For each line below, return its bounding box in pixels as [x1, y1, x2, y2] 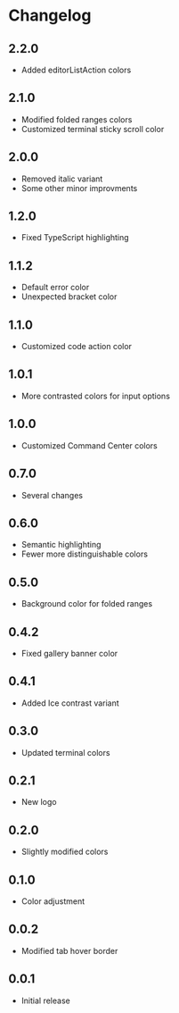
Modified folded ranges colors [20, 113, 133, 125]
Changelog [8, 5, 92, 26]
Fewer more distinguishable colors [20, 548, 149, 559]
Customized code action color [20, 341, 133, 352]
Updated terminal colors [20, 747, 110, 758]
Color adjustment [20, 896, 85, 907]
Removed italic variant [20, 173, 103, 184]
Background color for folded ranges [20, 599, 153, 609]
